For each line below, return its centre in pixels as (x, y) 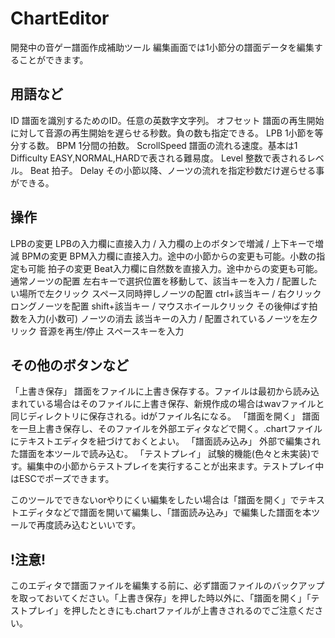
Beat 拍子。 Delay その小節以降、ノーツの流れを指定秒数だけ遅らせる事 (177, 170)
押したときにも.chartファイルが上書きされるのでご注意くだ (193, 611)
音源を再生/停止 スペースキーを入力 (111, 331)
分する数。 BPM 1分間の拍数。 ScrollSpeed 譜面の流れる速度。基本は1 (154, 145)
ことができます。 (53, 59)
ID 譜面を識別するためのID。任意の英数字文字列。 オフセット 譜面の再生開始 (167, 120)
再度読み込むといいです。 (89, 525)
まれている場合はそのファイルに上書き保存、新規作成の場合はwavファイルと (167, 404)
